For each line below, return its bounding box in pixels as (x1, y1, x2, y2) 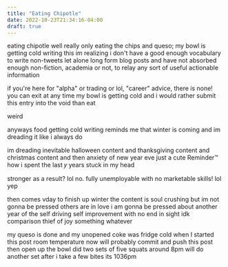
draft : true (7, 23, 41, 30)
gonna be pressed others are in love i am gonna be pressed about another (7, 202, 218, 211)
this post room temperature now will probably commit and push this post (7, 238, 214, 246)
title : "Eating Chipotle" (7, 10, 81, 17)
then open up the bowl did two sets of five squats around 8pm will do (7, 245, 204, 253)
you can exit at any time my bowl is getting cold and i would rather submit (7, 92, 216, 100)
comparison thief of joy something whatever (7, 217, 133, 226)
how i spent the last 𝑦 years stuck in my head (7, 161, 135, 169)
